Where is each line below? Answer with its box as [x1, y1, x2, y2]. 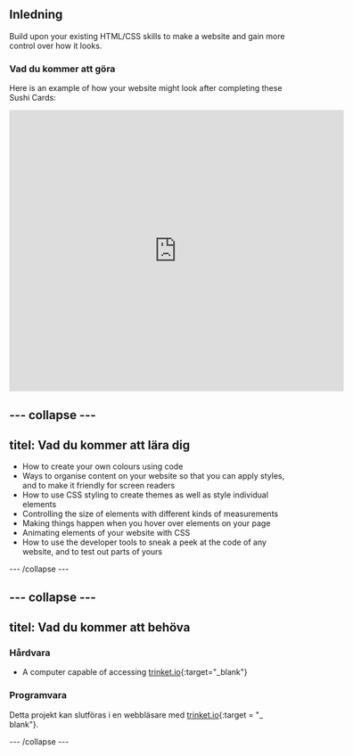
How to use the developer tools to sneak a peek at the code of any [21, 537, 267, 547]
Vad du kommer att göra [9, 62, 116, 75]
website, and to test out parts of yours [21, 546, 163, 557]
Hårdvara [9, 646, 51, 659]
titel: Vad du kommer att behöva [9, 620, 191, 636]
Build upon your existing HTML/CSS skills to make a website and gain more [9, 30, 285, 41]
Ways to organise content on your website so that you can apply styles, [21, 471, 285, 481]
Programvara [9, 689, 67, 702]
